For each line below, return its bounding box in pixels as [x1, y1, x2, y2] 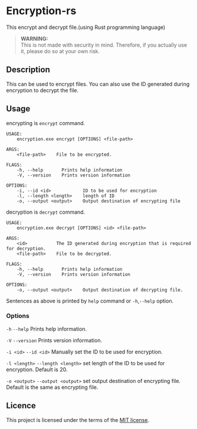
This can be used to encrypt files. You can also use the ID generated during [6, 80, 190, 87]
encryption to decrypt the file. [6, 87, 79, 94]
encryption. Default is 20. [6, 366, 68, 373]
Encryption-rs [6, 4, 77, 18]
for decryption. [6, 245, 46, 251]
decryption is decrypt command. [6, 208, 86, 215]
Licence [6, 401, 37, 411]
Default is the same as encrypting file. [6, 384, 98, 391]
